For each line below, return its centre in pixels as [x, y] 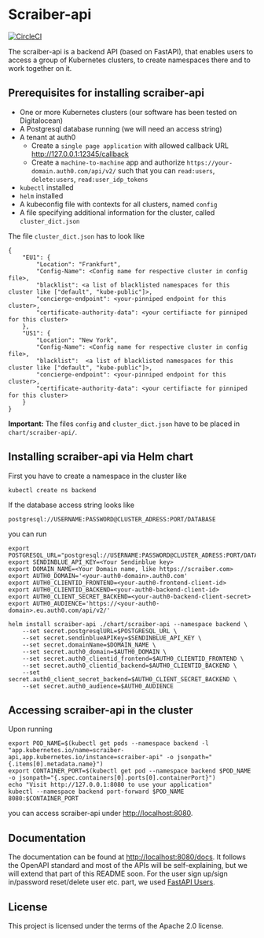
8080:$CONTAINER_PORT [44, 799]
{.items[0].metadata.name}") [56, 764]
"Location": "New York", [77, 340]
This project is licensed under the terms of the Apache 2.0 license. [116, 926]
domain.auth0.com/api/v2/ [73, 171]
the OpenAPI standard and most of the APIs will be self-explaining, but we [128, 866]
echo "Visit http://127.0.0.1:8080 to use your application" [110, 785]
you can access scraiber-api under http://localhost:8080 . [101, 814]
